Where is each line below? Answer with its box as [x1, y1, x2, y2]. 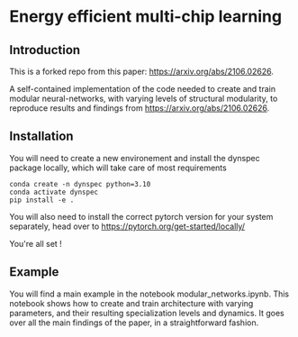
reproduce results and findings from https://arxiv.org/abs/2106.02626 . [9, 103, 270, 114]
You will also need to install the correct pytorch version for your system [9, 211, 274, 222]
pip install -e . [9, 196, 75, 205]
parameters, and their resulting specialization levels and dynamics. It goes [9, 307, 285, 318]
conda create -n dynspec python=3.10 [9, 179, 151, 188]
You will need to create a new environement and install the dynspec [9, 152, 260, 163]
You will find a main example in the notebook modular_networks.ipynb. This [9, 288, 290, 299]
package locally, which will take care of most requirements [9, 162, 227, 173]
